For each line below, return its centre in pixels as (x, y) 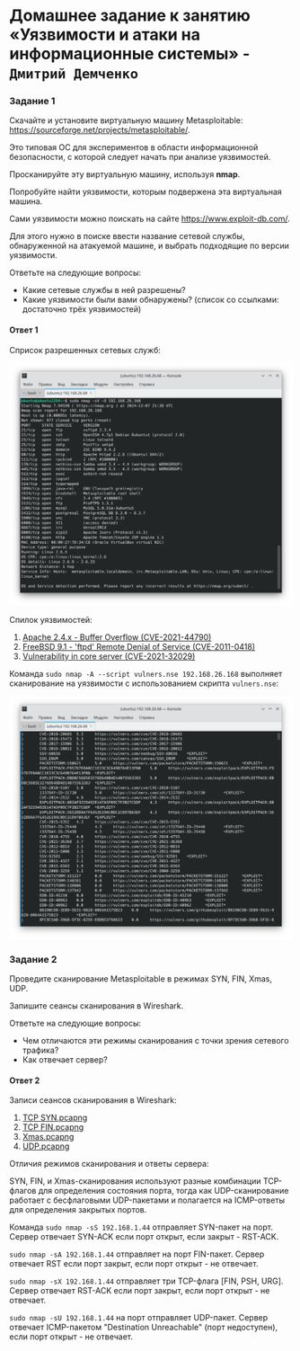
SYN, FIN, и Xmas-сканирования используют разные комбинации (135, 1181)
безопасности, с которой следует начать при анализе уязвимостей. (140, 157)
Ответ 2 (25, 1080)
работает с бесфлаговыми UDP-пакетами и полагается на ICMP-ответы (147, 1200)
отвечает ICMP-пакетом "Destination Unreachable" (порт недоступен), (144, 1328)
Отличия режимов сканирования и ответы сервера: (109, 1164)
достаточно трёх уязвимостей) (82, 309)
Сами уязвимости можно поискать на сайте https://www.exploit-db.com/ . (150, 219)
